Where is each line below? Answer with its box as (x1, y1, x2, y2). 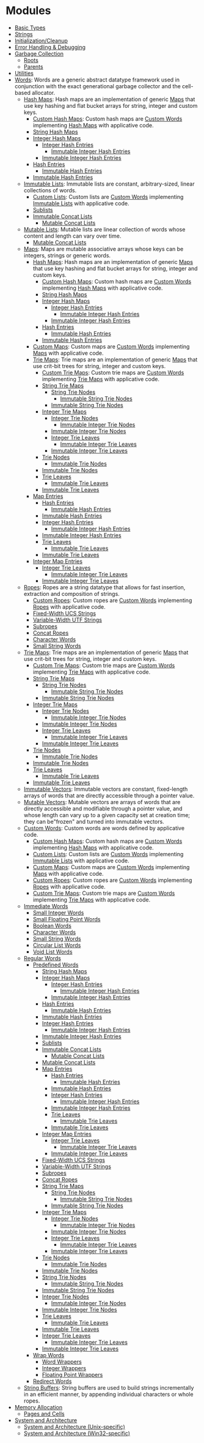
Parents (23, 62, 43, 70)
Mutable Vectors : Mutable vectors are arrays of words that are (23, 798, 181, 805)
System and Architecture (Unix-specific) (23, 1423, 126, 1430)
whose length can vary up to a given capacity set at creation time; (23, 811, 191, 818)
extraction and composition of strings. (23, 590, 120, 597)
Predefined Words (32, 961, 79, 968)
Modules (5, 4, 51, 18)
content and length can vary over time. (23, 232, 122, 239)
